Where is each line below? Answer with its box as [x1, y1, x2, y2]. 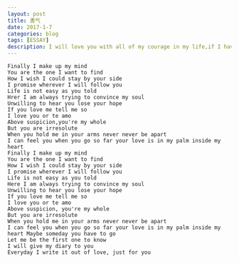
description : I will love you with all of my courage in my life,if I [7, 43, 221, 50]
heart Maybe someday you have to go [7, 230, 116, 237]
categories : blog [7, 30, 59, 38]
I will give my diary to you [7, 242, 94, 250]
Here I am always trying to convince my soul [7, 181, 144, 188]
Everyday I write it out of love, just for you [7, 249, 152, 256]
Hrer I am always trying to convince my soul [7, 94, 144, 101]
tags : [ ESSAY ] [7, 37, 50, 44]
